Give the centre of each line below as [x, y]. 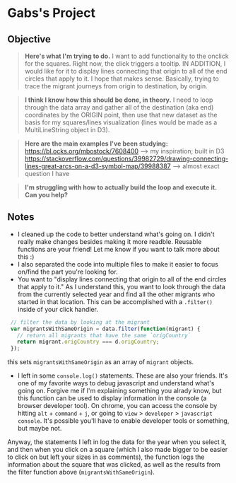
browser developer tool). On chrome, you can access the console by [117, 406]
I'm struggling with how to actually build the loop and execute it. [120, 187]
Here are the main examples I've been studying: [96, 144]
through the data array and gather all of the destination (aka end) [119, 107]
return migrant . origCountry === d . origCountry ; [88, 342]
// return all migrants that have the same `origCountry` [104, 335]
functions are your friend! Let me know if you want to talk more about [118, 249]
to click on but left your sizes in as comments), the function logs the [106, 457]
